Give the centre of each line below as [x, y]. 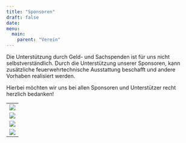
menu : [13, 29]
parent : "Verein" [39, 40]
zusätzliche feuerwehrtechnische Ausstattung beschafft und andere [91, 69]
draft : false [23, 17]
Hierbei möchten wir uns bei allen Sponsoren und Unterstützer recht [91, 87]
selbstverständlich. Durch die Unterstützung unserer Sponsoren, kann [93, 63]
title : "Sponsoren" [31, 12]
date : [13, 23]
